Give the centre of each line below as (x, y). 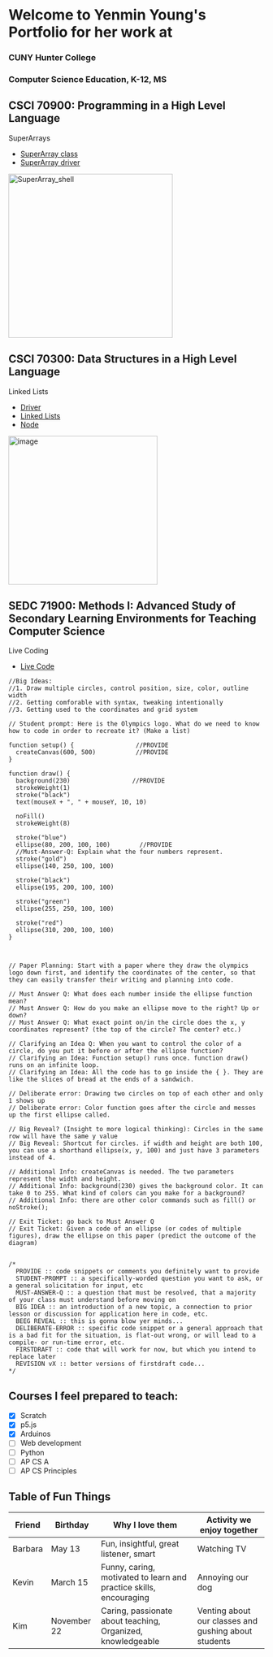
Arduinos (35, 1434)
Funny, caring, (128, 1567)
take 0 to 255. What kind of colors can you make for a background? (127, 1193)
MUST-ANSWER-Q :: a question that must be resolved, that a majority (136, 1293)
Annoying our (223, 1577)
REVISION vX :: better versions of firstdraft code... (110, 1364)
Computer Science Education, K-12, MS (88, 80)
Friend (28, 1525)
